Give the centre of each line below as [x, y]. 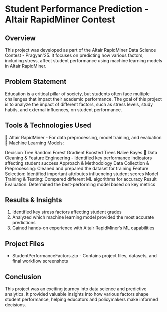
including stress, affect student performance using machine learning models [83, 61]
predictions [24, 223]
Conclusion [23, 277]
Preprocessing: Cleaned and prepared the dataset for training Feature [77, 168]
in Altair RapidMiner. [26, 66]
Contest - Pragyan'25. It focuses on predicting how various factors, [74, 55]
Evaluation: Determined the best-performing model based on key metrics [80, 184]
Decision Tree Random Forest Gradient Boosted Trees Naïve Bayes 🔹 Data [81, 152]
